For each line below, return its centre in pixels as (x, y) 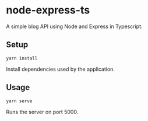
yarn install (22, 58)
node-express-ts (48, 10)
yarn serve (19, 101)
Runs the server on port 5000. (42, 112)
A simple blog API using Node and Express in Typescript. (74, 26)
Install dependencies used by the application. (61, 69)
